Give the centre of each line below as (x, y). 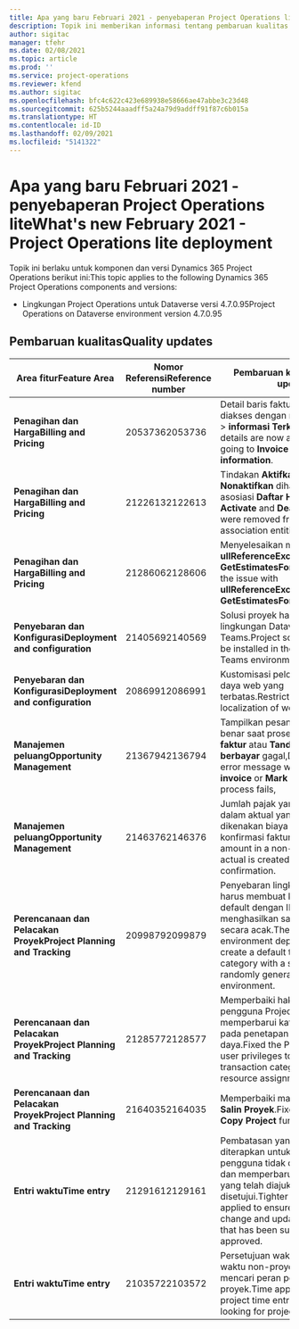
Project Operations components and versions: (93, 287)
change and (245, 1218)
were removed (251, 519)
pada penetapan (255, 1034)
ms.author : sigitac (45, 92)
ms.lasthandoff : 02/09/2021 (61, 134)
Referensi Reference (169, 378)
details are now (252, 437)
